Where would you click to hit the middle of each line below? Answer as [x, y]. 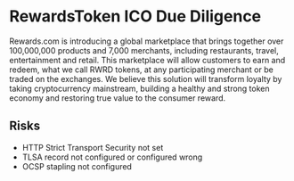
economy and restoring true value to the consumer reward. [118, 98]
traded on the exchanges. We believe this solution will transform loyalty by [146, 78]
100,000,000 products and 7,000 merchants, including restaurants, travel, [144, 50]
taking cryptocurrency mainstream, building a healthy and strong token [139, 88]
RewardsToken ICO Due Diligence [135, 16]
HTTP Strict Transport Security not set [93, 147]
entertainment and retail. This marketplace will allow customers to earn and [147, 60]
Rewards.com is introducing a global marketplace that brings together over [147, 41]
